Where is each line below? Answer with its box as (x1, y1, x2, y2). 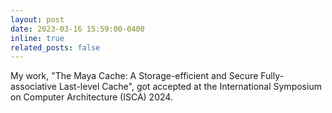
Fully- (260, 70, 284, 82)
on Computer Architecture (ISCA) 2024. (10, 91, 173, 103)
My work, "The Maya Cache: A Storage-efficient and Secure (10, 70, 259, 82)
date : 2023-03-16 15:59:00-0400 (10, 24, 145, 34)
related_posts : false (10, 42, 101, 53)
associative (10, 81, 58, 93)
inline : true (10, 33, 65, 43)
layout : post (10, 14, 65, 25)
